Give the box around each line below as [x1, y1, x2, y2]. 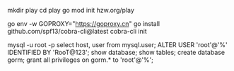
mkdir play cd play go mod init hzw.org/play [7, 6, 134, 14]
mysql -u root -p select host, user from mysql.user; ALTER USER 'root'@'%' [7, 41, 228, 49]
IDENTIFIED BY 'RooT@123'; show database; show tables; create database [7, 49, 225, 56]
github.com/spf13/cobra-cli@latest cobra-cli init [7, 27, 147, 35]
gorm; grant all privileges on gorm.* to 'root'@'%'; [7, 56, 154, 64]
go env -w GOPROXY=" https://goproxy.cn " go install [7, 20, 160, 27]
